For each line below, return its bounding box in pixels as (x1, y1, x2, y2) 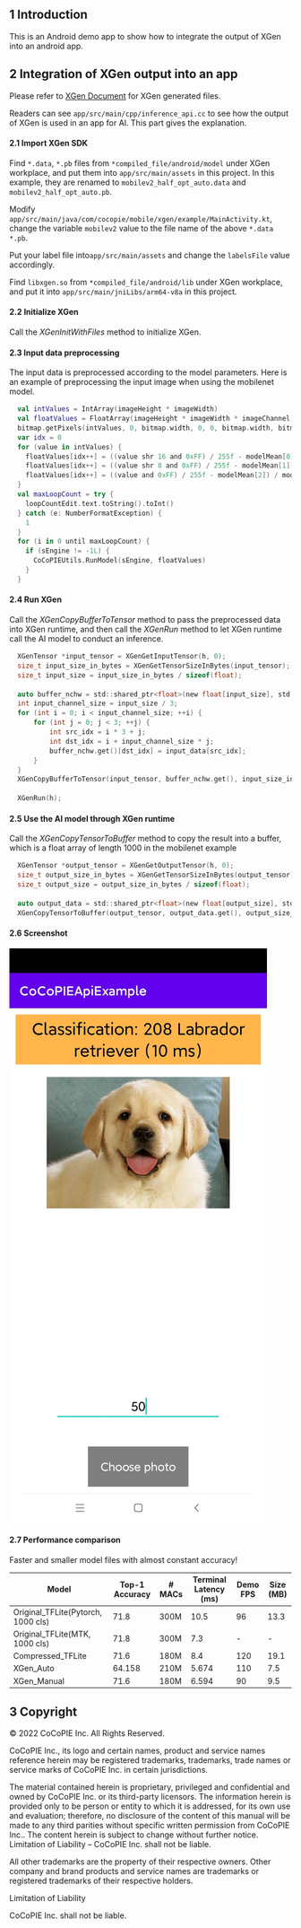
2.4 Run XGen (9, 594, 63, 605)
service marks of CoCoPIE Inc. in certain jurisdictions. (9, 1764, 209, 1775)
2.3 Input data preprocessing (9, 347, 120, 358)
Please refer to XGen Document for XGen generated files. (9, 90, 221, 101)
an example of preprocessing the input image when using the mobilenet (9, 377, 275, 388)
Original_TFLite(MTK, (13, 1628, 91, 1639)
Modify (9, 204, 36, 214)
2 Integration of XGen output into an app (9, 66, 238, 82)
